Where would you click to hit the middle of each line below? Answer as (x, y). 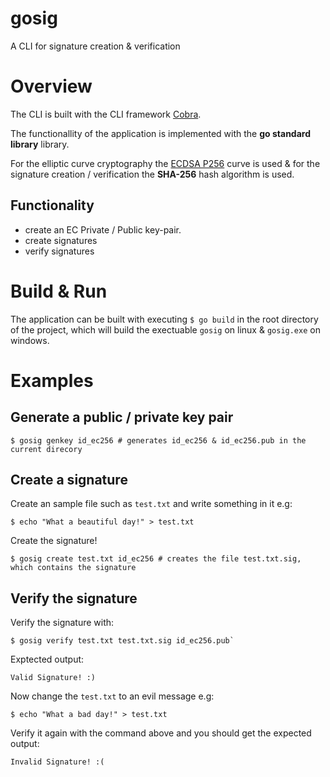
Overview (51, 86)
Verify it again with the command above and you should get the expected (161, 733)
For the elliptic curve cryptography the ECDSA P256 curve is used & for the (165, 163)
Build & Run (59, 291)
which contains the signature (73, 568)
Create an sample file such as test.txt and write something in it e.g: (151, 504)
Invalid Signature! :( (57, 762)
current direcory (46, 449)
